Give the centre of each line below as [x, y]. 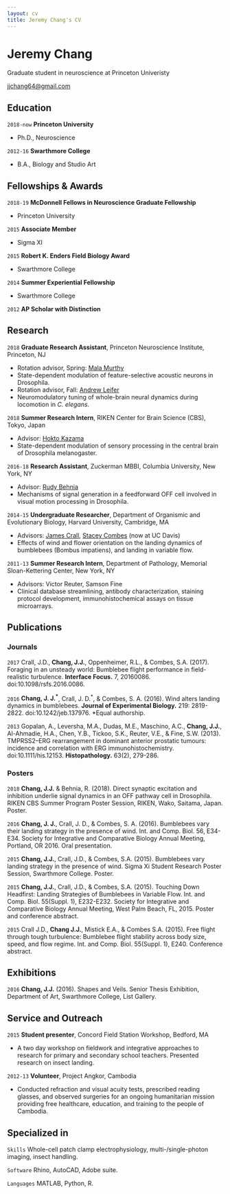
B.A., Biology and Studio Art [56, 164]
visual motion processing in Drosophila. [73, 501]
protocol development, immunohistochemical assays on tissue [105, 598]
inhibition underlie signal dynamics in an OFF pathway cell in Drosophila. [110, 795]
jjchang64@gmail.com [39, 86]
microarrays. [35, 606]
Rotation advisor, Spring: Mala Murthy [70, 368]
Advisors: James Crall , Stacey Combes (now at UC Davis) [99, 535]
